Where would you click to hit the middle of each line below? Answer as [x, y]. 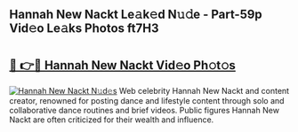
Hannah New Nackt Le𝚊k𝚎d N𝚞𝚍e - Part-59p [136, 15]
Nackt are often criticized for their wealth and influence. [112, 120]
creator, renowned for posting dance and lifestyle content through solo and [147, 101]
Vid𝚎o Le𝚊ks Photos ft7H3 [84, 29]
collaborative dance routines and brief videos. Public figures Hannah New [145, 110]
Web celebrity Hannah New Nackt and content [204, 91]
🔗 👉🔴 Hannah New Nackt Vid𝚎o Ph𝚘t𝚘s [122, 65]
